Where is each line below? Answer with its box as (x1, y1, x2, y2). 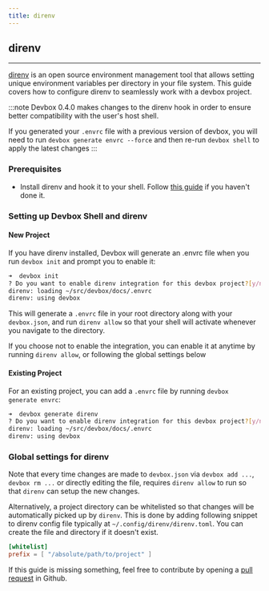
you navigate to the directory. (8, 326, 106, 336)
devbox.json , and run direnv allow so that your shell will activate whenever (8, 317, 256, 327)
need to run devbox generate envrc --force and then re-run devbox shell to (8, 135, 260, 145)
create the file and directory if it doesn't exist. (8, 528, 159, 537)
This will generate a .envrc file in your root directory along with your (8, 309, 233, 319)
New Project (8, 230, 50, 240)
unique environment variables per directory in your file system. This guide (8, 78, 252, 88)
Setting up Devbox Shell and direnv (8, 210, 148, 221)
